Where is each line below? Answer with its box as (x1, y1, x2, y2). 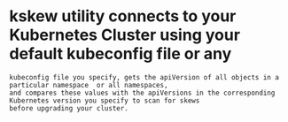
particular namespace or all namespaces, (9, 80, 168, 89)
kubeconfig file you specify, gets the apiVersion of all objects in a (9, 72, 279, 81)
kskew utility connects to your (9, 6, 237, 27)
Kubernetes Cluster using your (9, 25, 241, 45)
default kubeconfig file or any (9, 44, 232, 64)
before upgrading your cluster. (9, 103, 128, 112)
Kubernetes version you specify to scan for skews (9, 95, 200, 105)
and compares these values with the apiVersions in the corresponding (9, 88, 276, 97)
